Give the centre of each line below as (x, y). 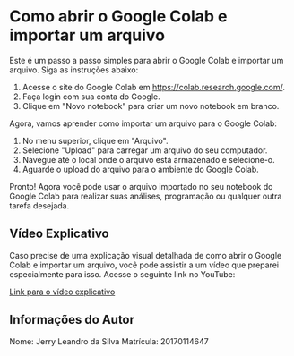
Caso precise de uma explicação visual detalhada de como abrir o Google (146, 255)
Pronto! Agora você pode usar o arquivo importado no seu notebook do (141, 186)
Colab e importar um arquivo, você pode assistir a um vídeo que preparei (144, 265)
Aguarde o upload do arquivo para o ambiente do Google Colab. (141, 169)
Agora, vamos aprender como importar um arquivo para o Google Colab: (143, 123)
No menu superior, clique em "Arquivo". (95, 140)
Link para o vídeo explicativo (62, 292)
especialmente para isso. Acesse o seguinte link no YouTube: (122, 274)
